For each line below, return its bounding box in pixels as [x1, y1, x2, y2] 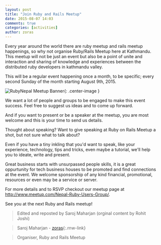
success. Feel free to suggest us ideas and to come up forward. [5, 103, 133, 108]
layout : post [5, 7, 32, 12]
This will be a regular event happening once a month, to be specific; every [5, 74, 154, 79]
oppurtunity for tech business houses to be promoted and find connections [5, 166, 156, 172]
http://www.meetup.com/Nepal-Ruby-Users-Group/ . [5, 191, 111, 197]
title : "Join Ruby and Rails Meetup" [5, 12, 82, 17]
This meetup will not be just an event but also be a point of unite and [5, 54, 143, 59]
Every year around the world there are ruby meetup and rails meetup [5, 43, 143, 49]
